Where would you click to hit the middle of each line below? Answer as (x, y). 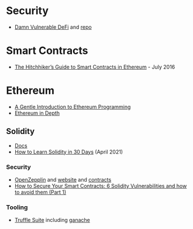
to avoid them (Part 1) (40, 192)
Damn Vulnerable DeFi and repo (53, 27)
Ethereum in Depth (37, 113)
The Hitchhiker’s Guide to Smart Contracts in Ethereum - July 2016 (95, 67)
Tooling (17, 207)
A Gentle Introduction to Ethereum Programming (73, 107)
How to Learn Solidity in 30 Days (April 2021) (69, 152)
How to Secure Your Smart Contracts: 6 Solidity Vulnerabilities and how (101, 186)
